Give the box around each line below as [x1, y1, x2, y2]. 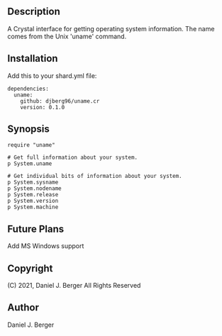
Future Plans [7, 223, 65, 235]
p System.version [7, 198, 59, 205]
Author [7, 301, 39, 314]
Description [7, 6, 60, 18]
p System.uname [7, 160, 52, 167]
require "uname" [7, 142, 55, 149]
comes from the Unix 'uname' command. [7, 32, 127, 40]
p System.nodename [7, 185, 62, 192]
